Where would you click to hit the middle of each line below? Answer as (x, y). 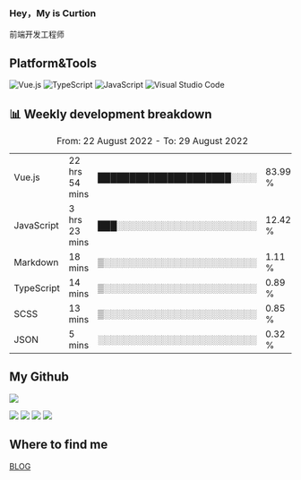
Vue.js (27, 177)
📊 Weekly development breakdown (111, 114)
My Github (39, 377)
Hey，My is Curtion (53, 13)
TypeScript (37, 287)
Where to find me (59, 445)
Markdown (36, 262)
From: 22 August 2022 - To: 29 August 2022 (153, 141)
